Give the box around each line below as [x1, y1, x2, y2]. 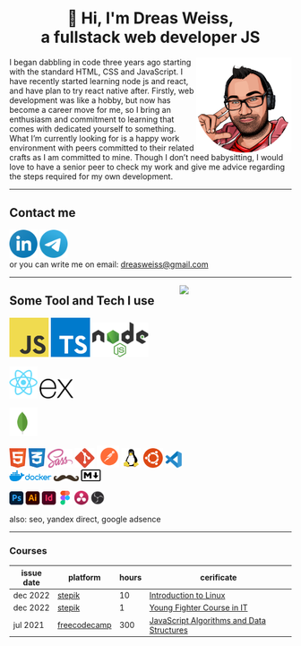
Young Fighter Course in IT [149, 602, 248, 613]
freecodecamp [56, 620, 112, 631]
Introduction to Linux [149, 590, 226, 601]
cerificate [200, 573, 237, 583]
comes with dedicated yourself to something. [9, 123, 176, 134]
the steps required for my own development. [9, 170, 173, 182]
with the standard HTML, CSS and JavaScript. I [9, 66, 184, 77]
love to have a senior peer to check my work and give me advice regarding [9, 161, 285, 172]
